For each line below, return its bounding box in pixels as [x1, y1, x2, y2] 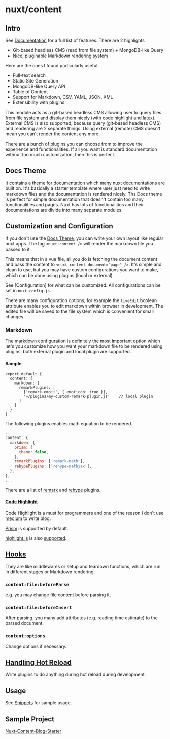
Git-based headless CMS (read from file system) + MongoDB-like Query [12, 47, 164, 53]
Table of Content [12, 89, 48, 95]
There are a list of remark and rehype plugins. [5, 487, 101, 493]
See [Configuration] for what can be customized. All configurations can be [5, 282, 161, 288]
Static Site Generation [12, 78, 58, 84]
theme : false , [18, 449, 49, 454]
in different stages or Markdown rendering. [5, 569, 95, 575]
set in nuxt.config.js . [5, 287, 51, 293]
